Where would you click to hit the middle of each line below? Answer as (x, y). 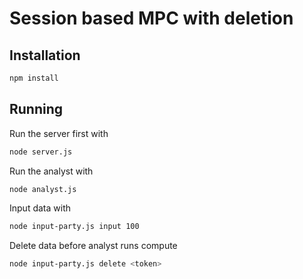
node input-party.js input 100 (74, 227)
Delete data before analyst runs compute (93, 246)
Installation (45, 55)
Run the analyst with (51, 171)
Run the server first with (59, 133)
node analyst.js (43, 189)
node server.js (41, 152)
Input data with (40, 208)
